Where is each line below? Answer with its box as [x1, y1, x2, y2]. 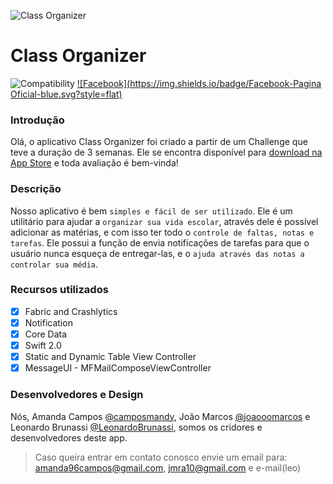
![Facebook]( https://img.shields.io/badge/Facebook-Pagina [76, 77, 322, 89]
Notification [24, 316, 73, 329]
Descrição [10, 182, 62, 196]
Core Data [24, 328, 68, 340]
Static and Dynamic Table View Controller [24, 351, 197, 363]
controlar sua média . [10, 258, 99, 270]
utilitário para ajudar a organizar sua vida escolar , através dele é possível [10, 215, 319, 227]
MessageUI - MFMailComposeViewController [24, 362, 212, 374]
